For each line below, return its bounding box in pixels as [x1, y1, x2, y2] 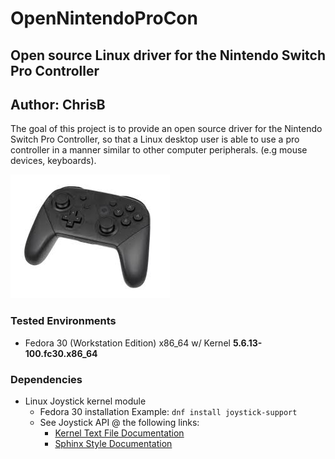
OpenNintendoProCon [10, 7, 198, 30]
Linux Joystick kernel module [24, 395, 147, 407]
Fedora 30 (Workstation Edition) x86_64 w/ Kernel [24, 337, 231, 349]
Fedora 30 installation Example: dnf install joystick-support [39, 405, 298, 417]
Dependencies [10, 372, 83, 386]
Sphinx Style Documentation [54, 437, 173, 449]
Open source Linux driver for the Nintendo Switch [10, 47, 326, 64]
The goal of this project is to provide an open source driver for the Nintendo [10, 123, 323, 135]
